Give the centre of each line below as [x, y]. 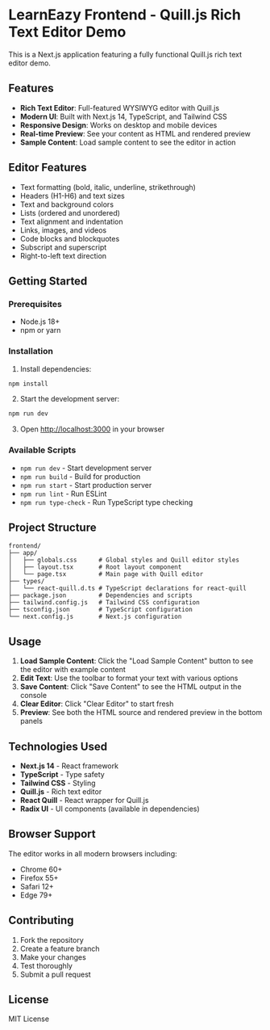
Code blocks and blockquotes [70, 238]
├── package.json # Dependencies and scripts [101, 595]
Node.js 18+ [40, 322]
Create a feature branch [60, 948]
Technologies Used [58, 746]
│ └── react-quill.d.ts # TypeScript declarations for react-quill [128, 589]
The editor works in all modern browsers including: [93, 853]
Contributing [41, 921]
